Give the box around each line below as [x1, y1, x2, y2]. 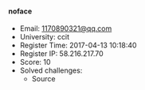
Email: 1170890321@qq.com [19, 24, 112, 33]
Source [31, 74, 56, 84]
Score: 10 [19, 58, 51, 67]
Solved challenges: [19, 66, 83, 75]
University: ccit [19, 32, 70, 42]
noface [8, 6, 33, 16]
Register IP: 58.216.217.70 [19, 49, 104, 58]
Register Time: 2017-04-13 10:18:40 [19, 40, 137, 51]
